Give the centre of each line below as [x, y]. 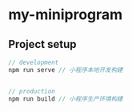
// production [32, 91]
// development [34, 62]
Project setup [43, 44]
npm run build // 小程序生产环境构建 [66, 99]
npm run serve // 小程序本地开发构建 [66, 69]
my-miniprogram [66, 15]
